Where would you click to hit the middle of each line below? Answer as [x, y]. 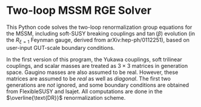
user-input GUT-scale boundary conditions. [61, 47]
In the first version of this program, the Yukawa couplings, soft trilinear [94, 59]
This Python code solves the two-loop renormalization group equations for [99, 27]
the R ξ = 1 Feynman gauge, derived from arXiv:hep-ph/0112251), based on [98, 41]
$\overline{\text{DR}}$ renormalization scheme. [66, 97]
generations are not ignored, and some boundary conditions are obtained [98, 85]
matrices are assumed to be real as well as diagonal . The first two [89, 78]
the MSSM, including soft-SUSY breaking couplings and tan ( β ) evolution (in [101, 33]
